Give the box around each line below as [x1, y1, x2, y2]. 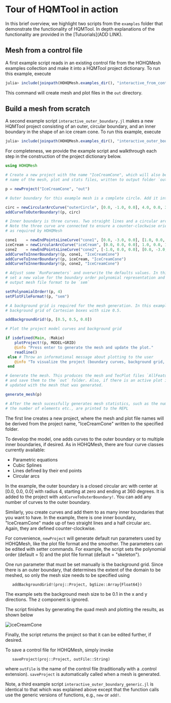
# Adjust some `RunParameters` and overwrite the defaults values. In [5, 271, 158, 276]
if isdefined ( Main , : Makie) [5, 335, 65, 341]
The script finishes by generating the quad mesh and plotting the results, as [5, 606, 164, 612]
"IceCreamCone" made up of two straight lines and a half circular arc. [5, 520, 152, 526]
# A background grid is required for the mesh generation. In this [5, 303, 152, 308]
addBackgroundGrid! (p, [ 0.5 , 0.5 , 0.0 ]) [5, 317, 93, 322]
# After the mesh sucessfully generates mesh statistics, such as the [5, 401, 158, 406]
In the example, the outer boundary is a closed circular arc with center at [5, 482, 158, 489]
